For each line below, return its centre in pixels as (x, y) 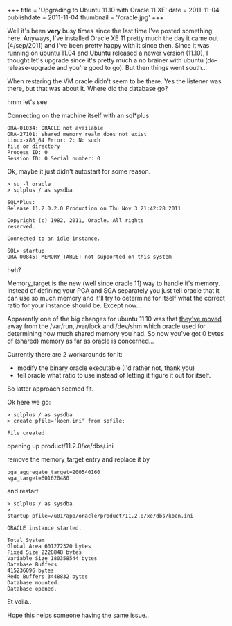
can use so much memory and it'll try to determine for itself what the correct (116, 298)
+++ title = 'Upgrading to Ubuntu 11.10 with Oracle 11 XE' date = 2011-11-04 (113, 10)
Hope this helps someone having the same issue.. (78, 615)
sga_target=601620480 (38, 478)
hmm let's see (27, 102)
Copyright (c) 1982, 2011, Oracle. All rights (75, 221)
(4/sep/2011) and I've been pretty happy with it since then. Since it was (108, 45)
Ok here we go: (29, 402)
